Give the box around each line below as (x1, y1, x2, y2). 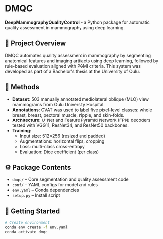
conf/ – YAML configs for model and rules (12, 182, 98, 188)
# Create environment (5, 220, 50, 225)
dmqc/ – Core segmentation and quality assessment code (12, 176, 129, 182)
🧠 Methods (5, 83, 40, 91)
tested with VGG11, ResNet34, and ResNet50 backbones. (12, 122, 129, 128)
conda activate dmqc (5, 229, 48, 234)
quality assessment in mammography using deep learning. (5, 24, 125, 30)
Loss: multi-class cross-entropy (19, 143, 85, 149)
